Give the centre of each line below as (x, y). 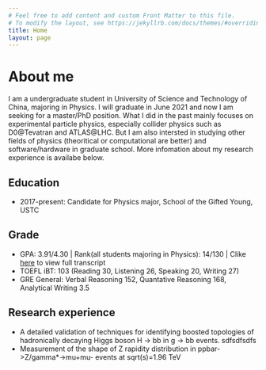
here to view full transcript (63, 262)
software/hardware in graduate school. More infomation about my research (131, 149)
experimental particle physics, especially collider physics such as (115, 124)
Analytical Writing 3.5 (54, 288)
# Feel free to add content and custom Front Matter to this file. (122, 15)
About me (41, 77)
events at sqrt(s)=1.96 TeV (138, 357)
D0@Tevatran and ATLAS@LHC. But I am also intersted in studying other (127, 132)
